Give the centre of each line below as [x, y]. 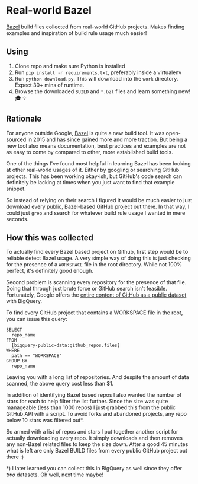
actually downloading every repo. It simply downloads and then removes [95, 438]
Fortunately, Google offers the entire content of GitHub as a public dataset [96, 295]
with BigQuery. [24, 301]
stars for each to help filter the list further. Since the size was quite [87, 402]
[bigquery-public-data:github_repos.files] [66, 346]
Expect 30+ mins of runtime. [49, 85]
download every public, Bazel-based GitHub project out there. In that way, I [98, 206]
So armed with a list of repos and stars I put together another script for [92, 432]
